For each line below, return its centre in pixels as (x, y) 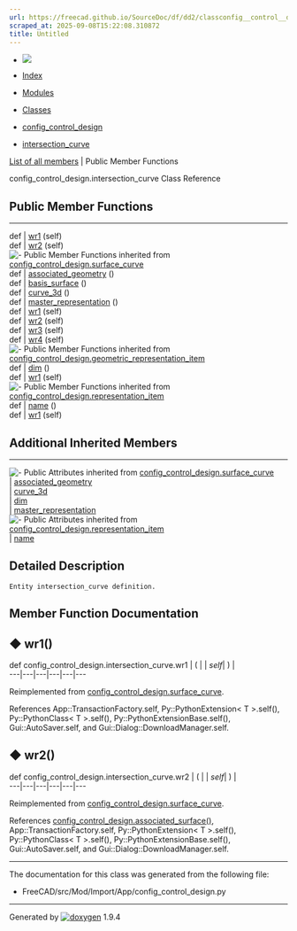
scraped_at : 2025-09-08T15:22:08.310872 (85, 26)
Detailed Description (67, 566)
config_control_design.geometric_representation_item (107, 359)
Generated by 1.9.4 (65, 917)
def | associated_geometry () (62, 274)
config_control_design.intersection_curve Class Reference (115, 179)
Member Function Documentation (104, 613)
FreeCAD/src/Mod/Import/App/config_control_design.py (124, 891)
